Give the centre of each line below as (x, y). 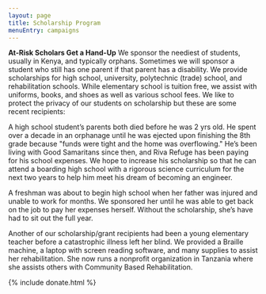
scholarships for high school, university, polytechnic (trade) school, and (125, 78)
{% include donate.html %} (52, 283)
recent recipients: (37, 112)
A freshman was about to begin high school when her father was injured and (133, 193)
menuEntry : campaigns (44, 30)
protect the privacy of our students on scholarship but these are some (122, 103)
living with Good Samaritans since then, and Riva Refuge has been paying (129, 152)
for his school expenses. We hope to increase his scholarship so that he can (132, 161)
